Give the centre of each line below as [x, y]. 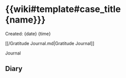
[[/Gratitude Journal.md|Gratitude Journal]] [50, 43]
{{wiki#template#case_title [63, 9]
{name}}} [25, 20]
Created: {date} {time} [28, 33]
